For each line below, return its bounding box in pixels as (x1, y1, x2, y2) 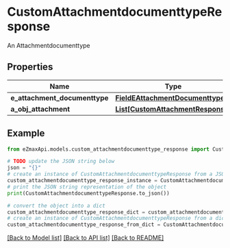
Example (7, 127, 45, 139)
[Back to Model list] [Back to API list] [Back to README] (7, 234, 164, 242)
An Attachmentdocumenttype (7, 41, 90, 49)
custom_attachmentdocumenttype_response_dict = (7, 208, 146, 216)
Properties (7, 61, 53, 73)
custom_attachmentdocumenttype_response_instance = (7, 177, 157, 184)
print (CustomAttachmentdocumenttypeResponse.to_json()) (7, 190, 170, 197)
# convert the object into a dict (7, 202, 106, 209)
